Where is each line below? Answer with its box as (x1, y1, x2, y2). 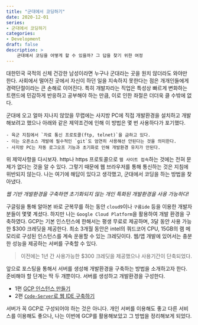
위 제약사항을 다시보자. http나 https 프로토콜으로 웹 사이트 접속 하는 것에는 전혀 (6, 155, 186, 162)
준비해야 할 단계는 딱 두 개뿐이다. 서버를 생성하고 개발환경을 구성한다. (6, 272, 165, 279)
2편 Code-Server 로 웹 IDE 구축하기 (14, 292, 95, 299)
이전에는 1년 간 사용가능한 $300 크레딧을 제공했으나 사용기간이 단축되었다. (20, 252, 192, 259)
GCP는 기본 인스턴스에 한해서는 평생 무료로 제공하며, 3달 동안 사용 (28, 217, 181, 225)
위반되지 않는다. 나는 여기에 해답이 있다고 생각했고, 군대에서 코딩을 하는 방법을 (6, 170, 186, 177)
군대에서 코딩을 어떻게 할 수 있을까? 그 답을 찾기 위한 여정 (17, 53, 143, 58)
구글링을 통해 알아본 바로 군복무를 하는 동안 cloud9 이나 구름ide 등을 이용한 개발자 (6, 203, 193, 210)
